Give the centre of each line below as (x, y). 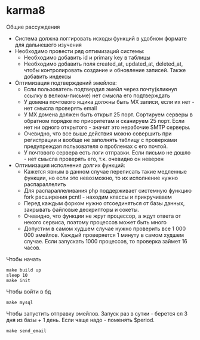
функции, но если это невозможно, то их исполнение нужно (101, 178)
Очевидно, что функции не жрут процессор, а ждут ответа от (102, 216)
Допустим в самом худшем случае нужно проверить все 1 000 (105, 228)
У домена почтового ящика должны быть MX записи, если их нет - (109, 101)
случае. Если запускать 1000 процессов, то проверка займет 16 (106, 241)
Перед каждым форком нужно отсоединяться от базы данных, (104, 203)
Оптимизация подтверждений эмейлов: (66, 83)
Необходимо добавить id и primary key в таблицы (87, 57)
